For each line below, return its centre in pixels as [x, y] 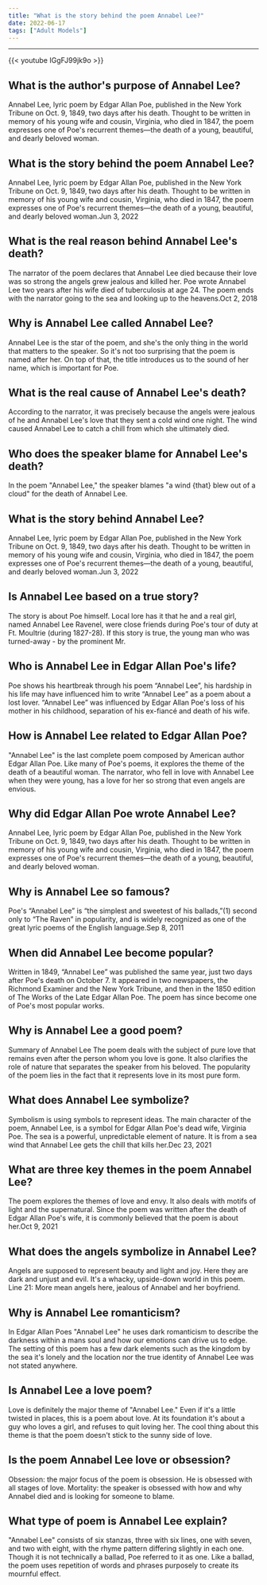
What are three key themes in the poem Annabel [130, 1169]
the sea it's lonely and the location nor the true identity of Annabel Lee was [131, 1357]
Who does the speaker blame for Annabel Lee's [128, 454]
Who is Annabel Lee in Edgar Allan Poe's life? [122, 666]
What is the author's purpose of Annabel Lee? [124, 85]
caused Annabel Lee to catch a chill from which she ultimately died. [119, 429]
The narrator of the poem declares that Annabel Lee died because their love [133, 273]
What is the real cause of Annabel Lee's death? [127, 393]
